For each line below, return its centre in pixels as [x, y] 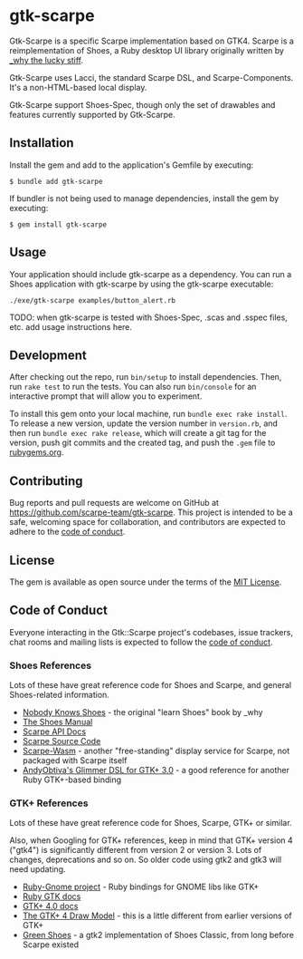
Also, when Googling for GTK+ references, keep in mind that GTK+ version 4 [151, 840]
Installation [42, 143]
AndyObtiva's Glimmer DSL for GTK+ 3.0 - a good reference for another [156, 770]
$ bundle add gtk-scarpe [56, 181]
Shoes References [51, 665]
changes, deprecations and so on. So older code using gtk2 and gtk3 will [146, 860]
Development [48, 355]
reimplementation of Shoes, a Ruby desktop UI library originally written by [147, 50]
